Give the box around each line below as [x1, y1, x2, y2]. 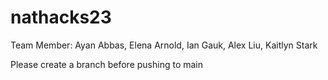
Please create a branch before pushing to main [10, 58, 204, 70]
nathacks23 [10, 6, 112, 29]
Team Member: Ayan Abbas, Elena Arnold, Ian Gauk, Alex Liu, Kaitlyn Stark [10, 39, 318, 51]
